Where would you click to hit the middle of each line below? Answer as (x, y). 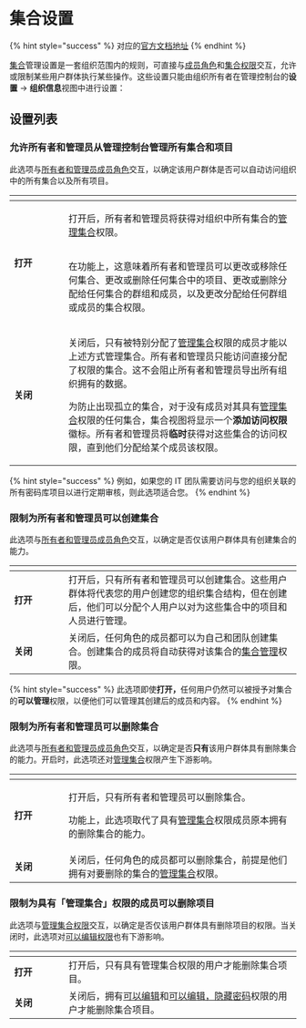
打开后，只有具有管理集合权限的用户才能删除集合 (173, 965)
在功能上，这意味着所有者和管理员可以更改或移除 (173, 266)
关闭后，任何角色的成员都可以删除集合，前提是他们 (178, 860)
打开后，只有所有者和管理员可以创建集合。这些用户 (178, 580)
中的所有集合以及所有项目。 (61, 180)
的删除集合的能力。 (109, 834)
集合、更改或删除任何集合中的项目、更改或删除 (178, 280)
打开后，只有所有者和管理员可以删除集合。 (159, 797)
